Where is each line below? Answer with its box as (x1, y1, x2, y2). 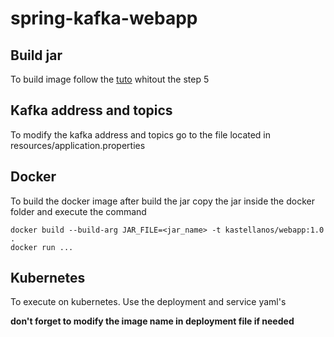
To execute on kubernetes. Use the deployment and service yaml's (10, 296, 287, 308)
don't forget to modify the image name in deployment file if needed (10, 315, 295, 327)
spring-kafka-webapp (10, 7, 198, 30)
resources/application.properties (10, 139, 146, 151)
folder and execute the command (10, 205, 147, 217)
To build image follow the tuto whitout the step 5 (10, 73, 210, 85)
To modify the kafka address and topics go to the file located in (10, 128, 272, 141)
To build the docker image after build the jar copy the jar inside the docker (10, 195, 315, 207)
